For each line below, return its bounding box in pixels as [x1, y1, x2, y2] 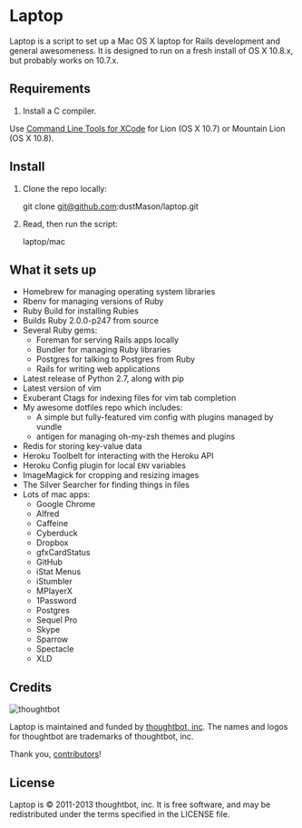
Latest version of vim [22, 383, 102, 394]
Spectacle [35, 643, 74, 654]
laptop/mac [22, 235, 66, 246]
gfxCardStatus [35, 547, 91, 558]
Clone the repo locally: [22, 183, 107, 194]
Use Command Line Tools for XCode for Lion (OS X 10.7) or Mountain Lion [9, 123, 286, 134]
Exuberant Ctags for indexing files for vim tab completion [22, 393, 237, 404]
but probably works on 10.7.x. [9, 55, 120, 65]
